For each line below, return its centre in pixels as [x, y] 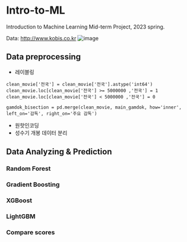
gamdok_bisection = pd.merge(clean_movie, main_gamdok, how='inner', [94, 107]
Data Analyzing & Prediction [59, 152]
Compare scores [31, 232]
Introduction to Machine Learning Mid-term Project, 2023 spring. [85, 27]
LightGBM [21, 216]
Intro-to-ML [36, 10]
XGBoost [19, 200]
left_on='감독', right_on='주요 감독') [52, 113]
